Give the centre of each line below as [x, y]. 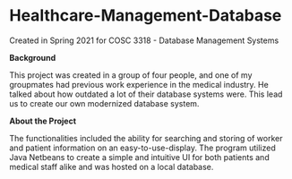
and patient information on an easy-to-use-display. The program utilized [142, 148]
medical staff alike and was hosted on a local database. [112, 166]
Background [33, 57]
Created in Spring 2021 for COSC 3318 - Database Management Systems [144, 40]
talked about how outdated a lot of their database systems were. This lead [146, 94]
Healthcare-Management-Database [146, 16]
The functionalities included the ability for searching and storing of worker [146, 138]
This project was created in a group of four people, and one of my [131, 75]
